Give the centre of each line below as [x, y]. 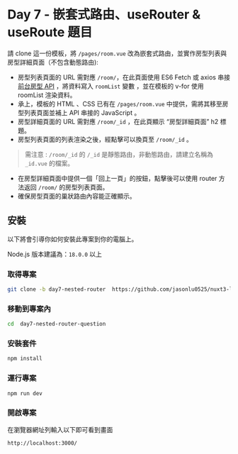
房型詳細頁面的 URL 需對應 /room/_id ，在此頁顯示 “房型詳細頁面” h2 [118, 121]
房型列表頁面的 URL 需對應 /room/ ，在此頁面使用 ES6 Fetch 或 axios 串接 [124, 77]
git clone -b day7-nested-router [57, 289]
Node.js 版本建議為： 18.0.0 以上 [55, 254]
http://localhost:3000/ [42, 443]
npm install [25, 359]
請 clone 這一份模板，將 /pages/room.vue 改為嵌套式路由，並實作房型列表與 [117, 53]
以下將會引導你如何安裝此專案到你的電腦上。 [73, 239]
